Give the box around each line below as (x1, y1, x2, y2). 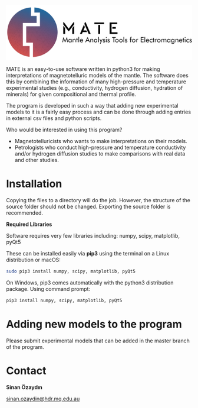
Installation (6, 177, 62, 190)
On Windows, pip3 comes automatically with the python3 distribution (6, 279, 174, 286)
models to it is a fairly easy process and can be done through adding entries (6, 108, 192, 116)
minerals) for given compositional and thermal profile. (6, 90, 137, 98)
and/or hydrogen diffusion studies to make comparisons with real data (14, 150, 186, 157)
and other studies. (14, 157, 59, 164)
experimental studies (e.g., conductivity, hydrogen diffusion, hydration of (6, 85, 183, 92)
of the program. (6, 343, 44, 350)
